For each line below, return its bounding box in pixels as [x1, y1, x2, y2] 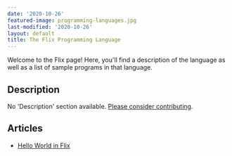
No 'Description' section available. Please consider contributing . [7, 102, 193, 110]
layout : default [7, 30, 55, 37]
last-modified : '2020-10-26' [7, 23, 93, 30]
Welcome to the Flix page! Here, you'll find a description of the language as [7, 56, 226, 64]
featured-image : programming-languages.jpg [7, 17, 137, 24]
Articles [7, 122, 44, 134]
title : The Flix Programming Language [7, 37, 121, 44]
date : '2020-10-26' [7, 10, 65, 18]
